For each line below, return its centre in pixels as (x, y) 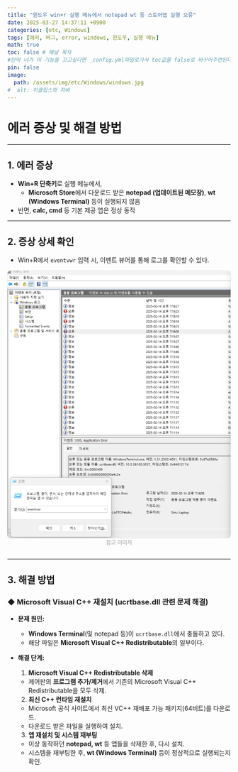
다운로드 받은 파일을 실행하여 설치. (75, 726)
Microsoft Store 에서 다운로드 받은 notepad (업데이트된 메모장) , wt (122, 192)
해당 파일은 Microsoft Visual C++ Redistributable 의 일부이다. (116, 643)
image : (17, 75)
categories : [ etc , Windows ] (49, 30)
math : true (23, 45)
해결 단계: (31, 658)
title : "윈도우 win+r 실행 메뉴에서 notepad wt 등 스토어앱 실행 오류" (102, 15)
